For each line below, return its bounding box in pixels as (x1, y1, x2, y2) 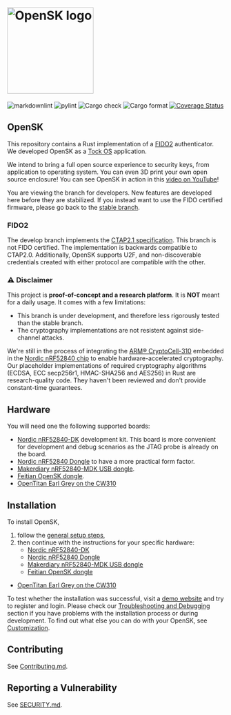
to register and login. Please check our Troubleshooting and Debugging (7, 601, 210, 610)
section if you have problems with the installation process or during (7, 609, 199, 617)
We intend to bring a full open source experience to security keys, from (7, 160, 210, 168)
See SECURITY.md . (7, 701, 63, 709)
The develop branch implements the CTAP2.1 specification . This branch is (7, 236, 217, 244)
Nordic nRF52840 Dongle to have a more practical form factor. (17, 458, 195, 466)
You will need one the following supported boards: (7, 422, 150, 431)
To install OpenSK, (7, 518, 60, 526)
